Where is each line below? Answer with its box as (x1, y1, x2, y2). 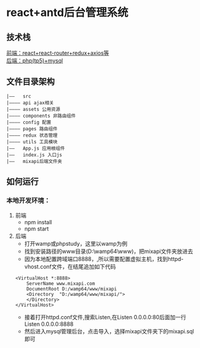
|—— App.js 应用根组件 (6, 145, 65, 151)
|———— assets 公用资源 (6, 106, 61, 112)
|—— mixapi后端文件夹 (6, 158, 62, 164)
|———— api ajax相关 (6, 99, 54, 106)
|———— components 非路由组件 (6, 113, 76, 119)
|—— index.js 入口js (6, 151, 62, 158)
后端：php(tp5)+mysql (6, 57, 63, 64)
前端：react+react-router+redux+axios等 (6, 50, 109, 56)
